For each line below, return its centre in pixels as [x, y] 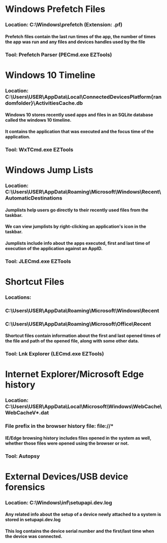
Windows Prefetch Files [55, 9]
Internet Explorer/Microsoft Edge [75, 374]
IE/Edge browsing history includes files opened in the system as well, [78, 438]
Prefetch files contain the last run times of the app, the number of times [81, 36]
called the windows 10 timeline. [38, 120]
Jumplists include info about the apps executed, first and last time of [78, 243]
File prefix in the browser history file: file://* [59, 426]
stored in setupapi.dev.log [33, 520]
